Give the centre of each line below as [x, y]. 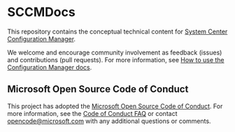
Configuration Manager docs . [50, 67]
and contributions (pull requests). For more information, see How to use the [116, 59]
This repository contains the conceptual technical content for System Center [117, 31]
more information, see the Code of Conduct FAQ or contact [92, 113]
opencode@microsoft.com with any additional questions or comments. [109, 121]
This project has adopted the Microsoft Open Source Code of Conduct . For [115, 106]
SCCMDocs [41, 12]
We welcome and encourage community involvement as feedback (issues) [115, 52]
